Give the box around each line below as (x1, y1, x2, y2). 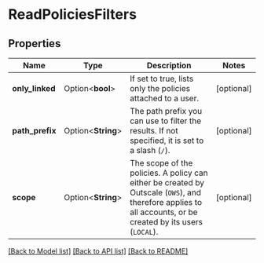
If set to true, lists (129, 73, 194, 84)
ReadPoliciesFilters (8, 5, 137, 24)
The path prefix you (129, 106, 203, 116)
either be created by (129, 177, 204, 188)
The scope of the (129, 158, 193, 168)
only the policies (129, 83, 191, 93)
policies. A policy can (129, 167, 208, 178)
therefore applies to (129, 197, 203, 207)
